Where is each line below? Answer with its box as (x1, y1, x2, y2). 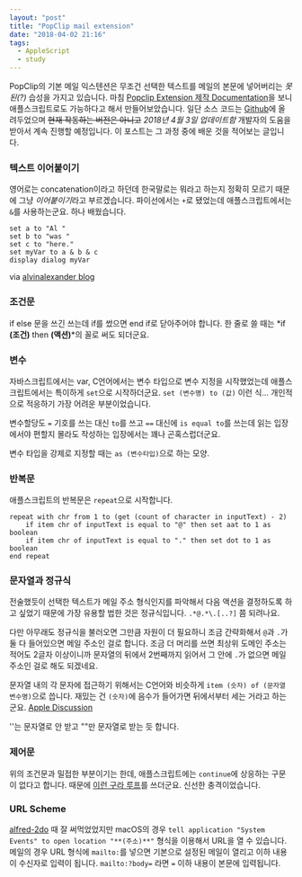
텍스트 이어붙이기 (9, 161, 80, 174)
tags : (9, 38, 30, 48)
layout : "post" (9, 13, 67, 22)
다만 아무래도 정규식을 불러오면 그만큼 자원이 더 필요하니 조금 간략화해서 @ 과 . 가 (9, 627, 289, 638)
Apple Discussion (28, 702, 93, 713)
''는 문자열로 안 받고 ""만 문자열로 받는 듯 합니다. (9, 721, 180, 732)
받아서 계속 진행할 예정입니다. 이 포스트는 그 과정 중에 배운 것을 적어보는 (9, 126, 261, 136)
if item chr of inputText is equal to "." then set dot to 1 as (25, 536, 271, 545)
